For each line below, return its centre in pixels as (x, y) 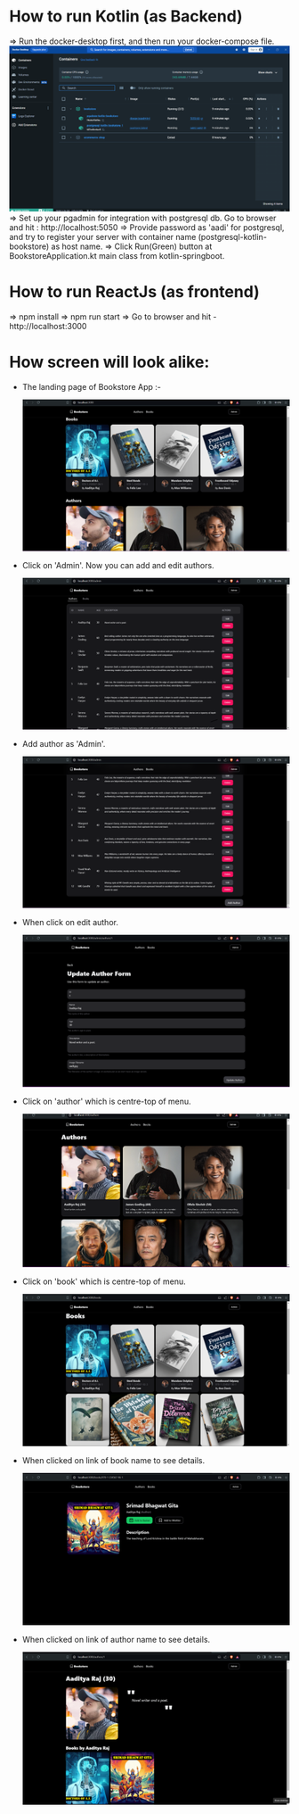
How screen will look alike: (109, 362)
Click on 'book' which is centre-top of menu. (104, 1281)
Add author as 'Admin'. (64, 743)
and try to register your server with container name (103, 236)
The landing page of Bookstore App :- (92, 386)
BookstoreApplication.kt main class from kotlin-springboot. (117, 255)
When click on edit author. (70, 923)
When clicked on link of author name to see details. (116, 1639)
